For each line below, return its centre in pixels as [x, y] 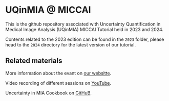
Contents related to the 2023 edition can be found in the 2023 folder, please [85, 39]
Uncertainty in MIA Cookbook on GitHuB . [49, 93]
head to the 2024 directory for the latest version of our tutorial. [71, 44]
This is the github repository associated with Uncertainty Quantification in [83, 24]
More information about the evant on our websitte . [58, 73]
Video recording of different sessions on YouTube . [58, 83]
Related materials [34, 61]
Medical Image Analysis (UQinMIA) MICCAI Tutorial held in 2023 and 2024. [84, 29]
